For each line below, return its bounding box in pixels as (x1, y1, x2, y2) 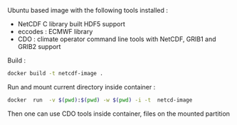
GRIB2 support (17, 43, 61, 50)
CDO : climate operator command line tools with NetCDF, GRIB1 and (17, 35, 216, 43)
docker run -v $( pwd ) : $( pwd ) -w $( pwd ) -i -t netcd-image (7, 96, 193, 104)
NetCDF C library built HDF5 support (17, 20, 126, 28)
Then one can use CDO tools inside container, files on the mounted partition (7, 109, 230, 118)
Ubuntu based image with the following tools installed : (7, 6, 169, 14)
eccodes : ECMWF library (17, 28, 93, 36)
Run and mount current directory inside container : (7, 82, 156, 91)
